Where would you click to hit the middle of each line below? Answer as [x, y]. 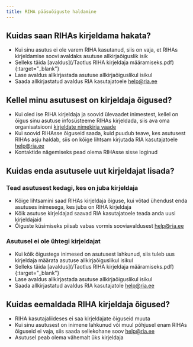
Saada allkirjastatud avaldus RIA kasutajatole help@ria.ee [85, 286]
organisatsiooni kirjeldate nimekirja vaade [65, 127]
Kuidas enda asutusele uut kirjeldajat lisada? [90, 171]
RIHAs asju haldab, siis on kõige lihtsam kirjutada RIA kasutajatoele [96, 139]
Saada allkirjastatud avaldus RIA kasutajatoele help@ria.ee [86, 81]
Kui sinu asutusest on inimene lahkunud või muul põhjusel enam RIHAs [101, 325]
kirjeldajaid [28, 219]
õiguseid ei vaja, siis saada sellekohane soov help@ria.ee [85, 331]
